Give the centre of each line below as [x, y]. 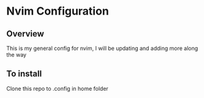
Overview [25, 34]
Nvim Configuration [58, 11]
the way [16, 55]
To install [24, 74]
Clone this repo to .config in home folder [57, 88]
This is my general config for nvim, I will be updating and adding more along [102, 48]
